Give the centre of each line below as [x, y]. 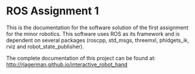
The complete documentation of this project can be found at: [81, 58]
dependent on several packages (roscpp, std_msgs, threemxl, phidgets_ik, [98, 40]
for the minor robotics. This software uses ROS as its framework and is [93, 33]
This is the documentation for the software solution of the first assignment [97, 27]
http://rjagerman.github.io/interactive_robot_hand [67, 64]
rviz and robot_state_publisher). [45, 47]
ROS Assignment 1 [53, 11]
